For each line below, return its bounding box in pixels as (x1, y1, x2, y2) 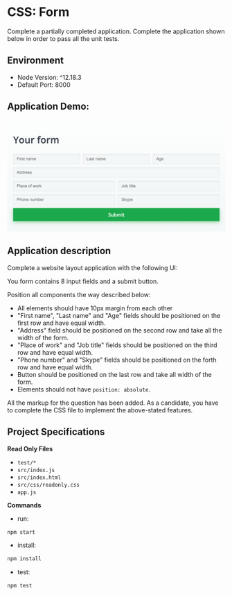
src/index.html (17, 474, 62, 481)
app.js (17, 489, 37, 496)
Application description (7, 245, 111, 257)
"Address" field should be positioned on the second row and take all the (17, 326, 223, 334)
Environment (7, 55, 64, 67)
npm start (7, 528, 36, 535)
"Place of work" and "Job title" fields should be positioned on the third (17, 341, 217, 349)
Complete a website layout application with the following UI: (7, 263, 178, 271)
